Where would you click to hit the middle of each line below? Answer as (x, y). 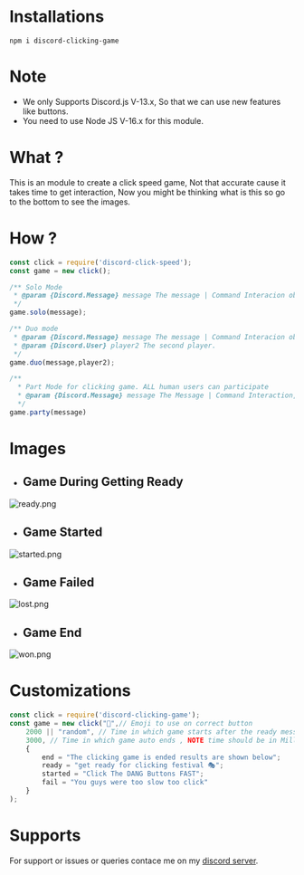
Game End (52, 632)
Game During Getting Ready (103, 482)
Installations (57, 17)
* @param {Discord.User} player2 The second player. (115, 346)
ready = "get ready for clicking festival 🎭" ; (133, 766)
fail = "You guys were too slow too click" (125, 783)
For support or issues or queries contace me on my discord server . (134, 861)
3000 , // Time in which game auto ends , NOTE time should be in (152, 740)
